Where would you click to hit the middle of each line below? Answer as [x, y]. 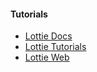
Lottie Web [47, 57]
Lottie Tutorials [55, 47]
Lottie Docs [48, 36]
